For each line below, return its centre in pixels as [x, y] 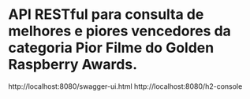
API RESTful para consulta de [106, 15]
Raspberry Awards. [73, 65]
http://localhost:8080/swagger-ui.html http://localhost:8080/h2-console [125, 86]
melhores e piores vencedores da [119, 31]
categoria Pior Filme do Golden [111, 48]
